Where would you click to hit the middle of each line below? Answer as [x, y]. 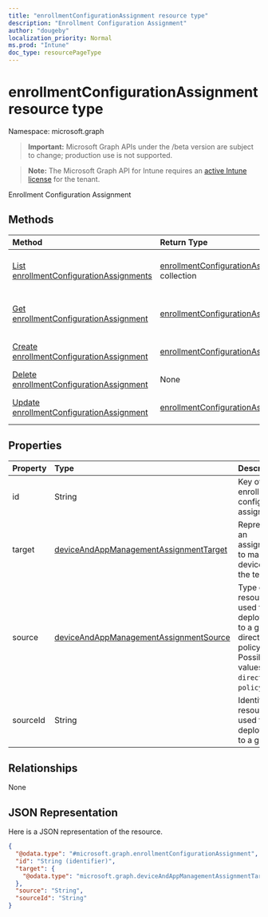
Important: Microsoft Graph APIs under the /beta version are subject [140, 146]
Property [30, 468]
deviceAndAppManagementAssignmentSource [142, 637]
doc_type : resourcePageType [55, 53]
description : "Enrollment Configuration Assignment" [98, 23]
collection [178, 275]
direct [249, 637]
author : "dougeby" [39, 30]
